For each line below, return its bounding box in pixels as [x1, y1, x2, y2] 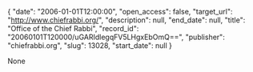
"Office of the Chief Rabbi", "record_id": [7, 24, 139, 33]
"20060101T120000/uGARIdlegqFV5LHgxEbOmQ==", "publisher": [7, 32, 225, 42]
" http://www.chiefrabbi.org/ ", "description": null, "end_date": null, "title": [7, 15, 246, 25]
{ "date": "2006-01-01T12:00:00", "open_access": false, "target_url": [7, 7, 233, 16]
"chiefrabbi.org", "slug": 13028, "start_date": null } [7, 41, 173, 50]
